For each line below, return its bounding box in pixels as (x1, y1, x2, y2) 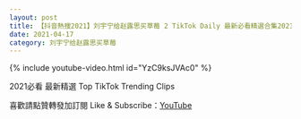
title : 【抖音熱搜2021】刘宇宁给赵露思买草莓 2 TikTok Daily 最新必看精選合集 (9, 21, 278, 30)
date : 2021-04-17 (9, 30, 74, 38)
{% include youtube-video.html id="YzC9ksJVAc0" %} (9, 63, 212, 73)
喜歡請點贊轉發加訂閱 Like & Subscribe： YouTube (9, 100, 193, 111)
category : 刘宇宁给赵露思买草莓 (9, 38, 116, 47)
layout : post (9, 13, 58, 22)
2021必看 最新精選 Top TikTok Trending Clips (9, 81, 176, 92)
